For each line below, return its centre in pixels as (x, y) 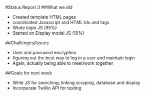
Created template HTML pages (44, 17)
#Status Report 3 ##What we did (39, 7)
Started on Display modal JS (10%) (48, 33)
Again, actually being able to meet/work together (63, 63)
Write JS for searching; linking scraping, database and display (76, 83)
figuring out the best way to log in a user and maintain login (73, 58)
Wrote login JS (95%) (34, 28)
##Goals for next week (29, 73)
